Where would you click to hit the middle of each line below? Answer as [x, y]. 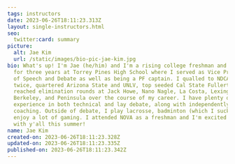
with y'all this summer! [50, 124]
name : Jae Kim [28, 131]
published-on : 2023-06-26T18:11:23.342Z [67, 150]
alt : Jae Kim [33, 53]
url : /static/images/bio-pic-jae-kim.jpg [75, 59]
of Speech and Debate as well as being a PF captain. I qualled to [114, 79]
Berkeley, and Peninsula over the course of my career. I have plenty [119, 98]
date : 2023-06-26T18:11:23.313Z [54, 20]
